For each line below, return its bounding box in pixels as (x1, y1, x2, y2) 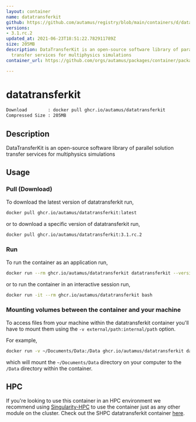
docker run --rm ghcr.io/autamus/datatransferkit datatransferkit (6, 270, 171, 276)
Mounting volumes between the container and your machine (6, 306, 181, 314)
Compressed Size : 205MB (6, 112, 66, 119)
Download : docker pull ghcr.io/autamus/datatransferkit (6, 107, 166, 113)
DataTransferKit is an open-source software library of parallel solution (6, 145, 174, 151)
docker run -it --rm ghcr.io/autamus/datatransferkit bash (6, 292, 153, 298)
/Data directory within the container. (6, 365, 93, 372)
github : (6, 19, 25, 25)
